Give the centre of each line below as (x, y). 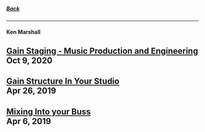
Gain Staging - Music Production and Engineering (102, 51)
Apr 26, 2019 (31, 91)
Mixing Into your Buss (49, 112)
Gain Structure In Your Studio (63, 82)
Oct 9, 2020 (30, 60)
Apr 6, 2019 (29, 121)
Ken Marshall (23, 32)
